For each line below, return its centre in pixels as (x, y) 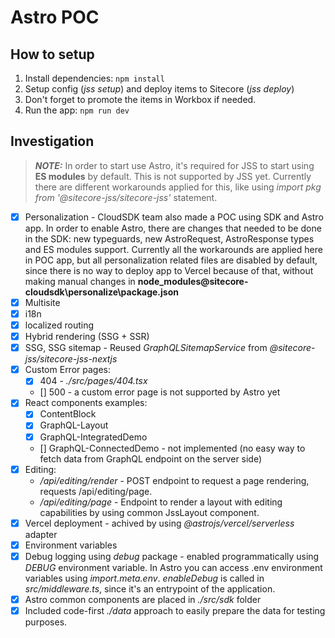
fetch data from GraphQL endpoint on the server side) (151, 458)
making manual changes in (80, 281)
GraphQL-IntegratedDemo (93, 437)
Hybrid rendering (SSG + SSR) (87, 337)
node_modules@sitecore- (193, 281)
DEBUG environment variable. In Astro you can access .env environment (173, 567)
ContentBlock (68, 414)
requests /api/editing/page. (96, 491)
